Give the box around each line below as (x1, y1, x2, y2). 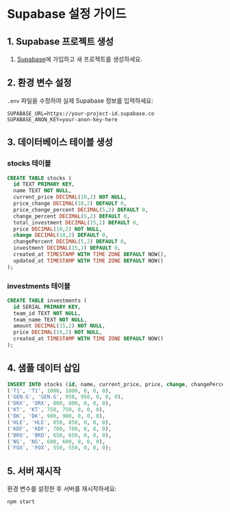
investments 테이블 (7, 281, 71, 291)
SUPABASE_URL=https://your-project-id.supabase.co (7, 110, 155, 117)
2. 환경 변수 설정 (7, 77, 72, 89)
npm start (7, 498, 36, 505)
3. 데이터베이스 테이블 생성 (7, 136, 113, 148)
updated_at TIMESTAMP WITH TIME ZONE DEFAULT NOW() (13, 257, 164, 264)
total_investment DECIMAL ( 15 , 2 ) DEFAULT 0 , (13, 219, 139, 226)
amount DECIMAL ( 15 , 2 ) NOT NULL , (13, 322, 106, 329)
